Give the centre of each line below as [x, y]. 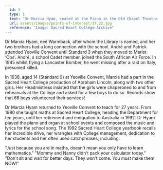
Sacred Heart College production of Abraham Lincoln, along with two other [80, 82]
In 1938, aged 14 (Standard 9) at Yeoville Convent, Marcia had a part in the [80, 77]
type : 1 [17, 14]
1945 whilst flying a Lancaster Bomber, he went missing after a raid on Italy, [81, 63]
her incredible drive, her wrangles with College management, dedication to [80, 133]
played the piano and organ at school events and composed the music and [80, 123]
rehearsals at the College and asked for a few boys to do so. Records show [80, 93]
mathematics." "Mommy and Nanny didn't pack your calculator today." [75, 153]
